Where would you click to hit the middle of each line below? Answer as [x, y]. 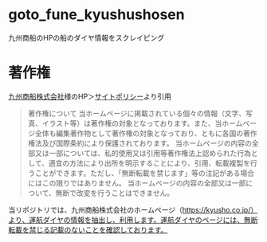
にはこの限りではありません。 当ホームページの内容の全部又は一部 [137, 183]
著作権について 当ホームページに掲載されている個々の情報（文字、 [137, 113]
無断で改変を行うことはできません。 [115, 193]
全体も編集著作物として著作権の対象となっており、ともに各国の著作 [146, 133]
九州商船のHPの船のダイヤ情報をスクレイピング [86, 37]
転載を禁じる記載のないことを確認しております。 [88, 229]
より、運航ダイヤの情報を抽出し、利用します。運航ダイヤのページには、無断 [133, 220]
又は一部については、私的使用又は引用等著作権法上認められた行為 [143, 153]
